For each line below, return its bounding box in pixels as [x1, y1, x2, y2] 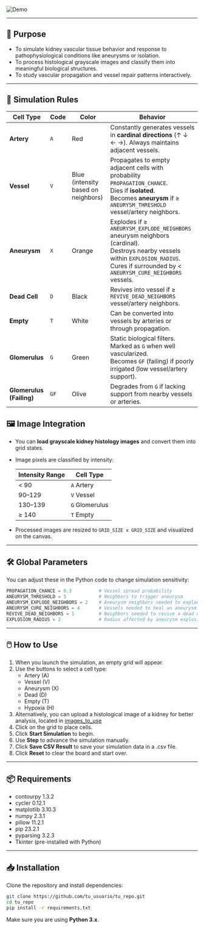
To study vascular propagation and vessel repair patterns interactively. [15, 71, 192, 79]
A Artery [70, 481, 94, 489]
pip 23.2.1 [15, 825, 39, 833]
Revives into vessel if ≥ [110, 285, 176, 294]
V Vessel [70, 491, 95, 499]
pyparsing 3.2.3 [15, 832, 55, 839]
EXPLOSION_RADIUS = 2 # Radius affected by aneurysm [6, 616, 178, 622]
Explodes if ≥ [110, 217, 148, 226]
